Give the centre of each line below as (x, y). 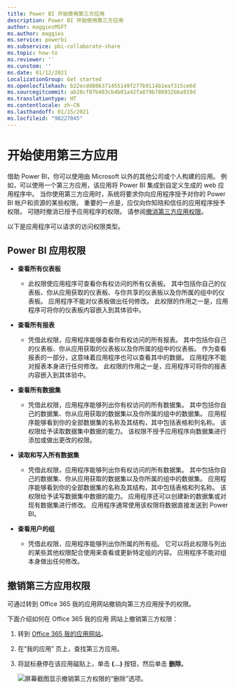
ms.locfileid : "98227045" (45, 118)
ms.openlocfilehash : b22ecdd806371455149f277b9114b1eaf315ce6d (102, 86)
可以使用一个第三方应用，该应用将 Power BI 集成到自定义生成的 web (118, 185)
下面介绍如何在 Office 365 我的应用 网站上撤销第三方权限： (93, 619)
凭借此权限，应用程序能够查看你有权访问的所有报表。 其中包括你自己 (127, 340)
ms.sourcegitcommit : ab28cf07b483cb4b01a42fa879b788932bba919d (102, 92)
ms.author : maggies (36, 33)
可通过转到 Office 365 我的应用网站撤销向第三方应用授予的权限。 (101, 604)
